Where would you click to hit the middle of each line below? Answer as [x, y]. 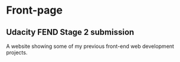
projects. [17, 53]
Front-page [35, 10]
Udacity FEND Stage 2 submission [70, 32]
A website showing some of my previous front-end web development [90, 46]
